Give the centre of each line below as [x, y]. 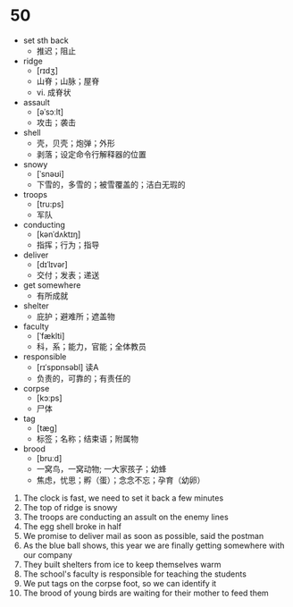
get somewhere [52, 285]
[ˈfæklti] [50, 335]
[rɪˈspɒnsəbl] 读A [67, 367]
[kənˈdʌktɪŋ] [59, 234]
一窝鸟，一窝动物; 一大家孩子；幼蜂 [101, 468]
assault [36, 102]
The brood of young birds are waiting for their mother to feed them [146, 593]
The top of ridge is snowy [70, 507]
